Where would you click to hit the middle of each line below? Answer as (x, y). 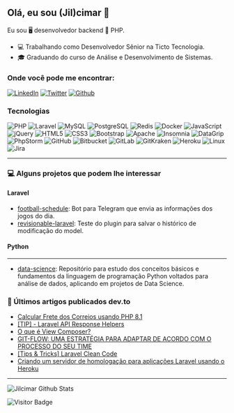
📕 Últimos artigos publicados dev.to (69, 301)
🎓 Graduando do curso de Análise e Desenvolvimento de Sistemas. (115, 57)
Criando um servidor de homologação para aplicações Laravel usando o (121, 361)
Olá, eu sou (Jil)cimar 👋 (58, 13)
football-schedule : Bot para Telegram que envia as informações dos (115, 208)
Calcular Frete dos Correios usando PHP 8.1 (80, 317)
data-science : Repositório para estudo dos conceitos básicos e (108, 269)
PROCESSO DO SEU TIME (55, 347)
